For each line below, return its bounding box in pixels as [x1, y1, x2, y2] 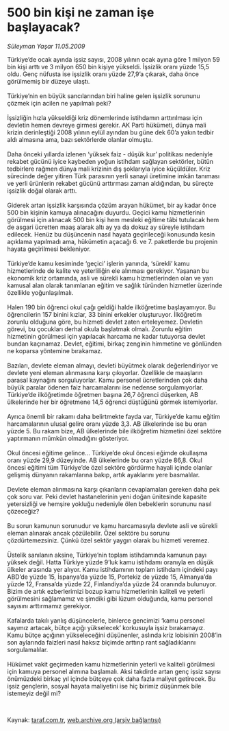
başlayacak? [7, 19, 81, 35]
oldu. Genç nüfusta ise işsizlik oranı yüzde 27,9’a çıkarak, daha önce [7, 70, 200, 78]
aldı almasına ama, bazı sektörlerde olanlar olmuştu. [7, 135, 153, 143]
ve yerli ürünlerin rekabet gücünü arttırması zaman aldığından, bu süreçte [7, 179, 214, 187]
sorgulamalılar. [7, 645, 49, 654]
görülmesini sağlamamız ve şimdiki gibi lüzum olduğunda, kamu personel [7, 595, 213, 603]
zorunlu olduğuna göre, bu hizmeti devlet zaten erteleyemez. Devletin [7, 317, 203, 326]
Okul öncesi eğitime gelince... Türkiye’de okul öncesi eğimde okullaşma [7, 448, 208, 457]
